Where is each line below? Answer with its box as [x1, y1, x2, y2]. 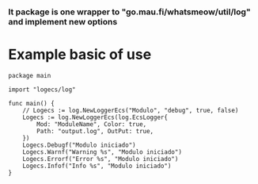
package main [8, 71, 51, 79]
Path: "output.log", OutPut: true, [36, 127, 154, 135]
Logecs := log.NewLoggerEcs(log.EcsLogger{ [22, 113, 169, 121]
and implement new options [8, 16, 118, 27]
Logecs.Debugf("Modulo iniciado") [22, 141, 136, 149]
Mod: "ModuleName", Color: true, [36, 120, 147, 128]
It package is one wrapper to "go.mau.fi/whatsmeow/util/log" [8, 6, 251, 17]
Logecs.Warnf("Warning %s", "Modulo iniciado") [22, 148, 182, 156]
